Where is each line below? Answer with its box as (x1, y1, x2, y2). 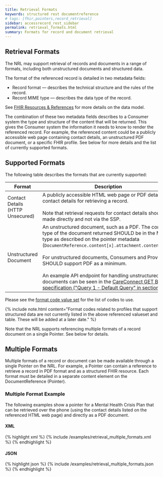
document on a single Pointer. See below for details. (5, 331, 109, 337)
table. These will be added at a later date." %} (5, 316, 97, 322)
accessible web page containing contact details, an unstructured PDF (5, 134, 144, 140)
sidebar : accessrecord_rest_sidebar (5, 20, 79, 26)
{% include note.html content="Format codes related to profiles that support (5, 306, 158, 312)
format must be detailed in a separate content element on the (5, 374, 128, 379)
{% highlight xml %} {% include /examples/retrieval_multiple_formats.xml (5, 434, 151, 440)
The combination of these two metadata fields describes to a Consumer (5, 114, 149, 119)
